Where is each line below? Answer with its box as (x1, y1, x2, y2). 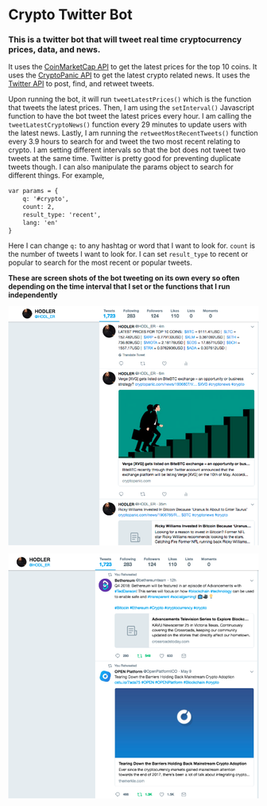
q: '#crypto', (22, 195, 69, 203)
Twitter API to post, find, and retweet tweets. (8, 79, 155, 88)
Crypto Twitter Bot (8, 6, 133, 24)
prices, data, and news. (8, 44, 101, 55)
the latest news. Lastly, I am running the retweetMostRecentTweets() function (8, 128, 258, 138)
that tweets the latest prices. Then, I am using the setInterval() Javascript (8, 103, 254, 112)
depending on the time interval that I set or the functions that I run (8, 281, 230, 292)
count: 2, (22, 203, 56, 211)
